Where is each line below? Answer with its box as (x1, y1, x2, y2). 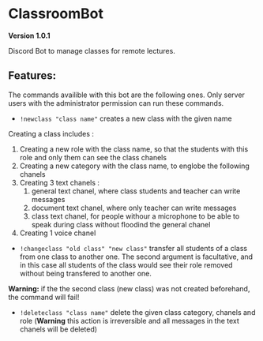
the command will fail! (8, 292, 80, 302)
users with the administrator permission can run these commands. (8, 98, 224, 107)
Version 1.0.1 (8, 31, 51, 40)
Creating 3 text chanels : (19, 178, 100, 187)
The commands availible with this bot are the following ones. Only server (8, 90, 245, 99)
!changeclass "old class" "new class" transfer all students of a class (19, 243, 247, 253)
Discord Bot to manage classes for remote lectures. (8, 46, 175, 55)
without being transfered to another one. (19, 268, 152, 278)
